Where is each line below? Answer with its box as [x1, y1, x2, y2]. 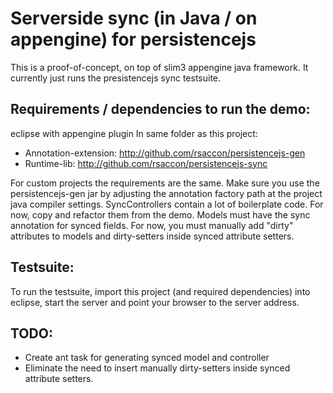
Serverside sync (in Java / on [10, 7, 258, 30]
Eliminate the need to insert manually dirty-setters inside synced [24, 362, 291, 374]
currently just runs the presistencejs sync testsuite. [10, 72, 222, 84]
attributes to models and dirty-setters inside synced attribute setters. [10, 230, 295, 242]
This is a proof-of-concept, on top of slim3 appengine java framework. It [10, 61, 309, 73]
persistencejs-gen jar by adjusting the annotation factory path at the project [10, 187, 323, 199]
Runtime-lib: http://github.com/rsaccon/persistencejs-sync [24, 157, 268, 169]
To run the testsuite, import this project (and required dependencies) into [10, 285, 311, 297]
